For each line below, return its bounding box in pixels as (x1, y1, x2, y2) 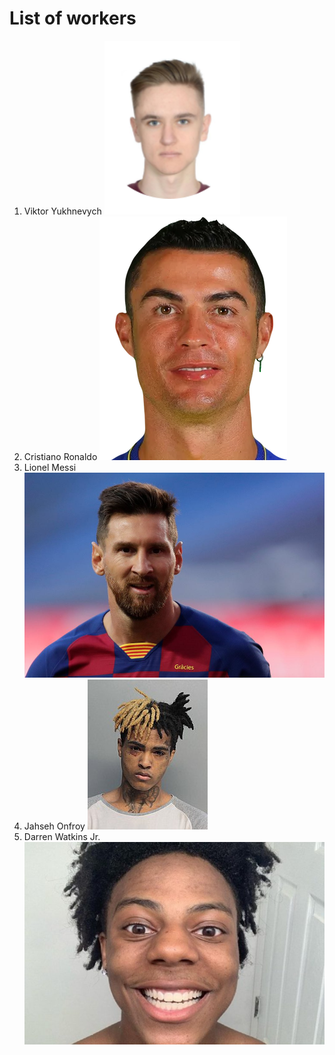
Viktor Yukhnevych (23, 205, 102, 217)
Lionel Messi (23, 461, 77, 473)
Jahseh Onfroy (23, 820, 86, 832)
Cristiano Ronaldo (23, 450, 98, 462)
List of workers (9, 7, 137, 30)
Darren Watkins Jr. (23, 831, 101, 843)
